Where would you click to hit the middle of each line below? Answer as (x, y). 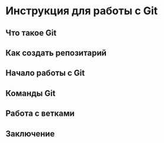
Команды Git (30, 93)
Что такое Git (31, 33)
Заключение (30, 134)
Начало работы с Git (45, 73)
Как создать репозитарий (56, 53)
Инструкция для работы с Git (82, 11)
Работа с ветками (40, 114)
